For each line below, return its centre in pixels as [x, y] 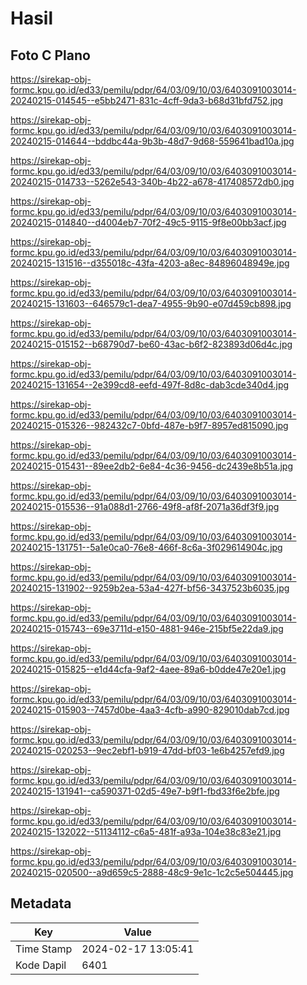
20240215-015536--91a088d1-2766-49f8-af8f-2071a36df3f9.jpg [145, 506]
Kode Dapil [41, 965]
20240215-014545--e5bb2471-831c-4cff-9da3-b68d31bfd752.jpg [147, 100]
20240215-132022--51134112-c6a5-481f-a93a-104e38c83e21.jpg [146, 831]
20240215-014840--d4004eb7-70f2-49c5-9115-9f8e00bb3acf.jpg [148, 222]
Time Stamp [44, 949]
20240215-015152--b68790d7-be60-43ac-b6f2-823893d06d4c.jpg [151, 344]
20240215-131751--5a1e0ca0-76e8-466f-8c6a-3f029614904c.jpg [146, 547]
